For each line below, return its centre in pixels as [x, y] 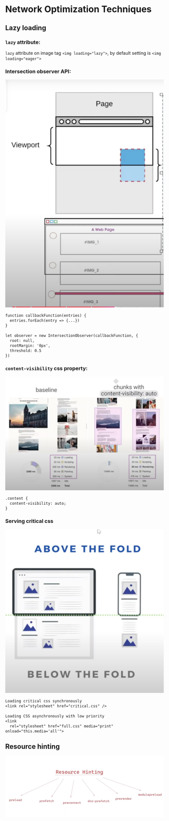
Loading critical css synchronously [44, 701]
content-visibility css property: [47, 368]
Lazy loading [26, 28]
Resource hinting [33, 747]
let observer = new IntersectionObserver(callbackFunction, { [72, 336]
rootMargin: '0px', [30, 346]
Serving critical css [29, 521]
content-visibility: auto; [38, 504]
